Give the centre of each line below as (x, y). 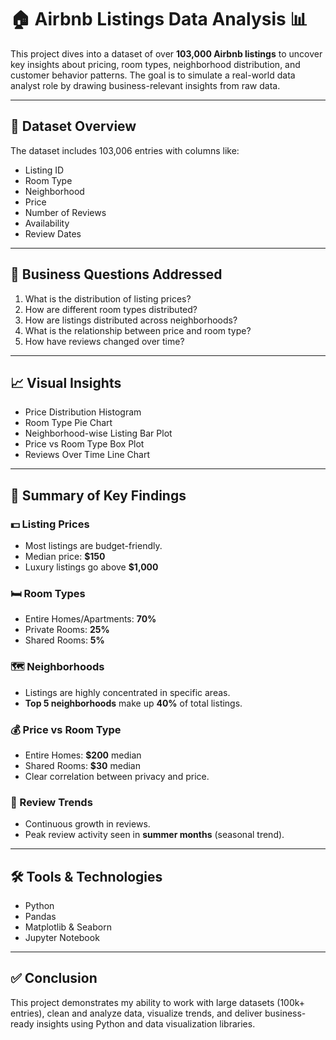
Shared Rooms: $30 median (82, 765)
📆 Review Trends (51, 802)
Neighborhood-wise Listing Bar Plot (98, 433)
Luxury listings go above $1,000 (91, 567)
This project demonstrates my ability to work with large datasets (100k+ (158, 1002)
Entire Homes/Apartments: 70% (90, 619)
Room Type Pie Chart (68, 423)
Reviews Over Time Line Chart (87, 455)
